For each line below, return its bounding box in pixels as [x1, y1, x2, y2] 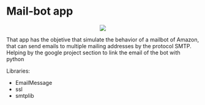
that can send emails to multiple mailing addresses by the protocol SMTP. [6, 42, 192, 49]
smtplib [15, 92, 34, 99]
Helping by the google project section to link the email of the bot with [6, 49, 181, 56]
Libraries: [6, 67, 31, 74]
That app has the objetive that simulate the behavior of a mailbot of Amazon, [6, 35, 199, 43]
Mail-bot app [6, 4, 73, 18]
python [6, 55, 24, 62]
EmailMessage [15, 79, 53, 86]
